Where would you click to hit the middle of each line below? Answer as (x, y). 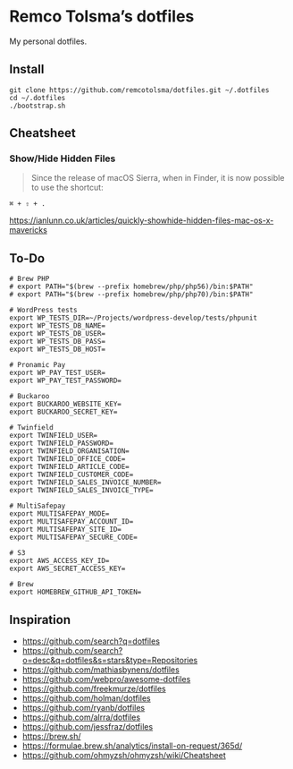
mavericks (28, 230)
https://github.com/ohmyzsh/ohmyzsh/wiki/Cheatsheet (124, 756)
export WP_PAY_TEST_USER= (57, 373)
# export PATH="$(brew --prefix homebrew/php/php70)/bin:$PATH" (131, 295)
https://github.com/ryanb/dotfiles (84, 708)
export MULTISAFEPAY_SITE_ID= (66, 530)
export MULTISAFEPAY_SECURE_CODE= (74, 538)
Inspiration (40, 619)
